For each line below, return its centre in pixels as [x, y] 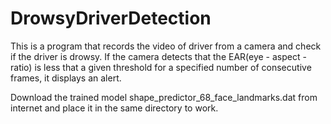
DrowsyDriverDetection [111, 18]
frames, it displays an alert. [66, 78]
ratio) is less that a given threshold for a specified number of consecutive [161, 67]
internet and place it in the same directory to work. [114, 108]
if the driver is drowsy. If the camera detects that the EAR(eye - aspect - [158, 56]
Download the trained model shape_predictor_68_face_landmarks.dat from [164, 97]
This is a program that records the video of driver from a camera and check [166, 46]
